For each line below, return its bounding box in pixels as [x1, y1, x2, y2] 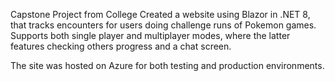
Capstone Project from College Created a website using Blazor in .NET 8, [10, 9, 311, 20]
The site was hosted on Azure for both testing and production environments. [10, 60, 325, 71]
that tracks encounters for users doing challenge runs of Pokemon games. [10, 19, 317, 31]
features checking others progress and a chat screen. [10, 40, 232, 52]
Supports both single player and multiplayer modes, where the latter [10, 30, 291, 41]
